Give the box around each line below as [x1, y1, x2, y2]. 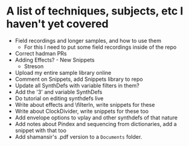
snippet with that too [14, 127, 66, 134]
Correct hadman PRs [14, 49, 68, 57]
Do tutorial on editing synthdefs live [14, 95, 104, 102]
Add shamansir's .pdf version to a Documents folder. [14, 133, 143, 140]
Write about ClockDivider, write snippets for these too [14, 107, 149, 115]
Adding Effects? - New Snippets [14, 56, 95, 63]
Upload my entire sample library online [14, 69, 112, 76]
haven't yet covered [6, 17, 109, 31]
